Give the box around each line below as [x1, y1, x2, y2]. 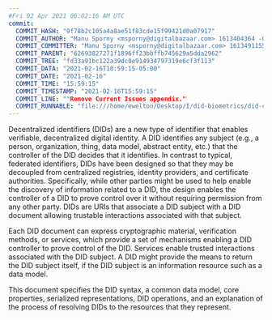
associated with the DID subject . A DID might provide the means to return [8, 252, 253, 262]
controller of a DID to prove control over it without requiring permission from [8, 194, 262, 203]
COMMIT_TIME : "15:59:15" [15, 79, 100, 87]
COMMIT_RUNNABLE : [15, 102, 74, 110]
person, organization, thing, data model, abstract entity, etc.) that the [8, 142, 238, 151]
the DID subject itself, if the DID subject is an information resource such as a [8, 261, 263, 271]
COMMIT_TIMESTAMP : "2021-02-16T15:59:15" [15, 87, 158, 96]
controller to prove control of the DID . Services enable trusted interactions [8, 244, 255, 254]
